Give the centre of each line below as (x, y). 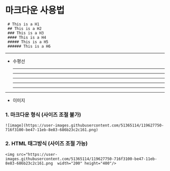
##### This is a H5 (28, 42)
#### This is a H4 (27, 37)
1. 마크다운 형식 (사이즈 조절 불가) (43, 114)
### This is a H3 (26, 33)
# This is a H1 (23, 24)
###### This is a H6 (29, 46)
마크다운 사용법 (35, 10)
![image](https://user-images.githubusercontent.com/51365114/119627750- (85, 125)
